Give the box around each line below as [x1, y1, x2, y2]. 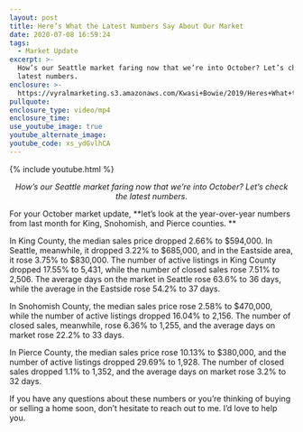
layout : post [9, 13, 59, 23]
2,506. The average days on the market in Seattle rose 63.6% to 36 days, [9, 273, 281, 284]
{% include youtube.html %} [9, 163, 115, 174]
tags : [9, 38, 30, 48]
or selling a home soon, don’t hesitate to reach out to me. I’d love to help [9, 402, 278, 413]
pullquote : [9, 97, 50, 106]
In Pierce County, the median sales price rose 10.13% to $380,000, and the [9, 346, 287, 357]
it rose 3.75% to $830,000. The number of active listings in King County [9, 254, 277, 265]
